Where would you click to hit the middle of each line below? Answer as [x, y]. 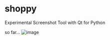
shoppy [21, 9]
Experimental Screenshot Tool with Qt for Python [55, 22]
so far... [12, 32]
